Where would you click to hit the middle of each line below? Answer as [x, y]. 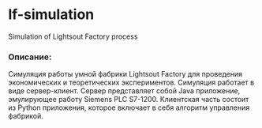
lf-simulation [51, 15]
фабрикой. [26, 116]
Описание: [30, 57]
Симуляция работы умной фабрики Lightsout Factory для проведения [125, 74]
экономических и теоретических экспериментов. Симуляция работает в [131, 83]
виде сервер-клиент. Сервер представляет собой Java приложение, [124, 91]
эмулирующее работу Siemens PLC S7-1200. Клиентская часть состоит [129, 100]
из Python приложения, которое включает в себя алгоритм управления [129, 107]
